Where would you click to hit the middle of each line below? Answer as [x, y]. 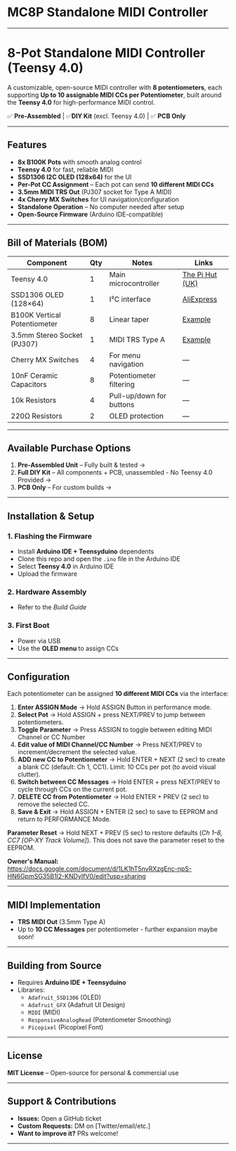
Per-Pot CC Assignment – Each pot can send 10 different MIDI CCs [116, 184]
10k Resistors [34, 400]
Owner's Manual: [33, 862]
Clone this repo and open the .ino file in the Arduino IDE [99, 559]
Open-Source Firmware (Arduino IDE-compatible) [90, 214]
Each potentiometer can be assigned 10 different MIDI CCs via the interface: [118, 694]
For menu [125, 355]
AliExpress [200, 299]
